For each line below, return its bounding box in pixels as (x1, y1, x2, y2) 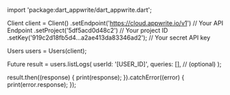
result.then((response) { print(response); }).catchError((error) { (7, 73, 185, 81)
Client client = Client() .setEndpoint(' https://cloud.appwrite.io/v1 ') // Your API (7, 19, 224, 27)
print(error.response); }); (7, 81, 77, 88)
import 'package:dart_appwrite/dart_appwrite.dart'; (7, 6, 152, 14)
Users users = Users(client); (7, 47, 87, 55)
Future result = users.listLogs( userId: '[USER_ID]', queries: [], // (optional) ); (7, 60, 222, 68)
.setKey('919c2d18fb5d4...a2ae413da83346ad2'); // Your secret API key (7, 33, 211, 42)
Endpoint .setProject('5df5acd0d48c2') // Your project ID (7, 27, 168, 34)
